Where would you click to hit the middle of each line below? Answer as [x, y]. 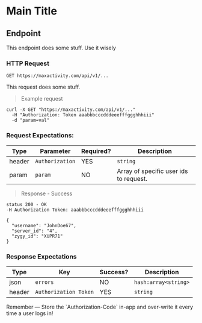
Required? [96, 151]
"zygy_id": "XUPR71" [37, 236]
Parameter [55, 151]
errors [44, 282]
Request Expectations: [40, 136]
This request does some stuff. [43, 87]
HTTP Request [28, 63]
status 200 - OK [26, 204]
